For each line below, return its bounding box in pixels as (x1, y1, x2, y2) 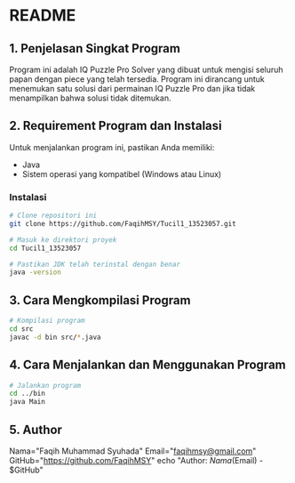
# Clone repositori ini (9, 211, 98, 221)
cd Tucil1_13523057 (9, 244, 82, 253)
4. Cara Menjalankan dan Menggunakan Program (9, 358, 286, 373)
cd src (9, 325, 34, 334)
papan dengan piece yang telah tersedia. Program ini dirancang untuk (9, 74, 265, 85)
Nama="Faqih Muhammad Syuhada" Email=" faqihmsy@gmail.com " (9, 446, 257, 456)
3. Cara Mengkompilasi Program (9, 293, 191, 308)
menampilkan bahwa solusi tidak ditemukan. (9, 93, 171, 103)
